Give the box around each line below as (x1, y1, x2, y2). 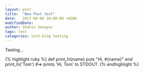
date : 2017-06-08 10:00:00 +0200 (5, 16, 77, 21)
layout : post (5, 7, 32, 12)
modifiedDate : (5, 20, 34, 25)
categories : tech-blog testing (5, 34, 68, 39)
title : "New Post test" (5, 12, 55, 16)
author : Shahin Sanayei (5, 25, 53, 30)
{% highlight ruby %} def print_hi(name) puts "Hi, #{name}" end (5, 56, 133, 62)
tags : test (5, 29, 27, 34)
